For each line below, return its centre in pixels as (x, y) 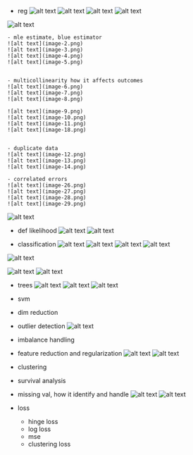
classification (37, 244)
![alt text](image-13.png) (47, 161)
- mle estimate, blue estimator (55, 37)
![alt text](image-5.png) (45, 62)
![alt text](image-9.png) (45, 111)
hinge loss (43, 422)
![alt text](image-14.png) (47, 167)
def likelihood (37, 230)
